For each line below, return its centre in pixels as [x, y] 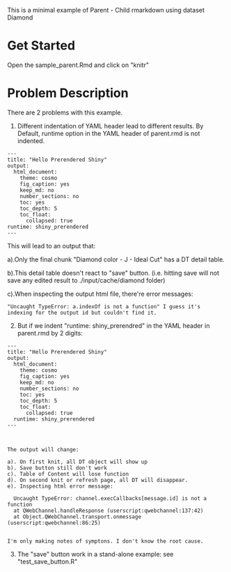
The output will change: [43, 449]
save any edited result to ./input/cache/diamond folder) [86, 280]
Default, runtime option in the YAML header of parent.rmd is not [109, 133]
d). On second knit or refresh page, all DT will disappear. [98, 480]
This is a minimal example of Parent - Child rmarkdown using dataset [106, 10]
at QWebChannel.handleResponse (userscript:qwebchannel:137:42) [109, 511]
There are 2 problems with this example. [65, 112]
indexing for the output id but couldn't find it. [82, 313]
